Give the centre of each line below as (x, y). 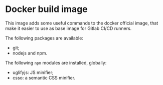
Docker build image (46, 9)
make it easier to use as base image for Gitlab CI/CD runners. (68, 28)
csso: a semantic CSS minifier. (44, 77)
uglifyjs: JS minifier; (33, 72)
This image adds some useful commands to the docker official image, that (82, 23)
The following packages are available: (44, 38)
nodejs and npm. (30, 53)
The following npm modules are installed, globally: (56, 62)
